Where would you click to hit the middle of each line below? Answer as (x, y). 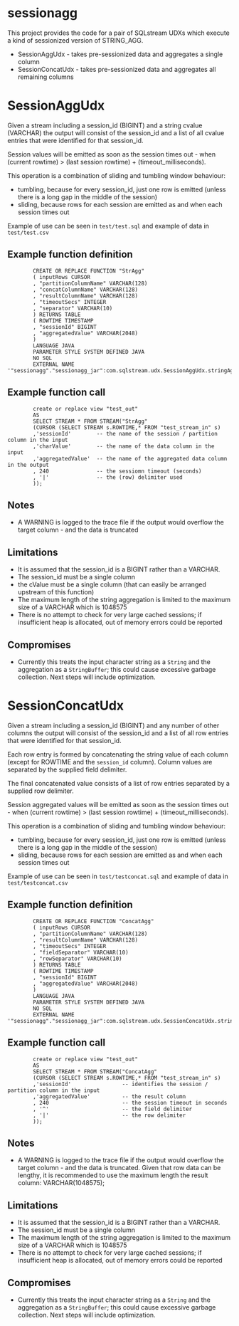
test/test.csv (28, 233)
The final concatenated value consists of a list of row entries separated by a (118, 783)
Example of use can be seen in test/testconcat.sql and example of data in (118, 876)
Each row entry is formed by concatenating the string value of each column (118, 754)
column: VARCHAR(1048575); (61, 1183)
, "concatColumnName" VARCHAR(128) (86, 290)
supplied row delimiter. (41, 791)
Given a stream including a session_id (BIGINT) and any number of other (113, 725)
